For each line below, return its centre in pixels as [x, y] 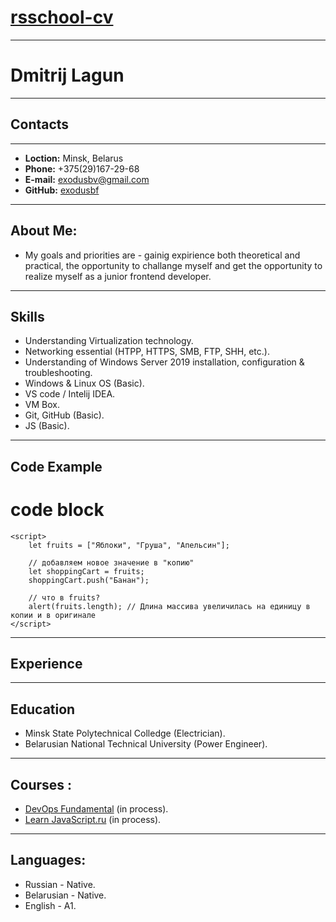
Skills [27, 316]
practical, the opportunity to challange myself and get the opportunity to [173, 265]
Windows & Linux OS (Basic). [84, 383]
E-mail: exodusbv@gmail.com [87, 179]
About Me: [44, 231]
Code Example [56, 466]
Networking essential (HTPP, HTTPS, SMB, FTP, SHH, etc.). [147, 352]
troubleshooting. [58, 373]
